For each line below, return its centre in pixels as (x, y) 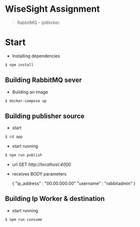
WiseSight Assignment (52, 9)
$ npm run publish (24, 155)
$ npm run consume (24, 219)
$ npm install (19, 65)
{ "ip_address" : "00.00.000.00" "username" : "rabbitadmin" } (74, 183)
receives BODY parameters (39, 174)
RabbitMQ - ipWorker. (39, 23)
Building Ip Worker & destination (55, 199)
